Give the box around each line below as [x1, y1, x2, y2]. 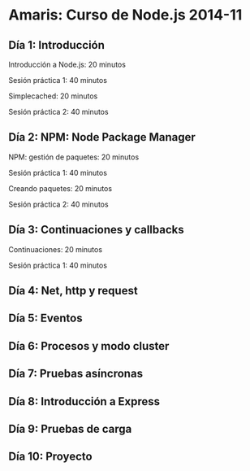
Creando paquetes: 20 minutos [8, 183, 112, 193]
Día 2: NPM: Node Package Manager [8, 130, 196, 144]
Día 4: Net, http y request [8, 284, 138, 298]
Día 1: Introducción [8, 38, 106, 52]
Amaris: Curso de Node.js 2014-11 [8, 6, 243, 24]
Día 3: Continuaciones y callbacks [8, 223, 184, 237]
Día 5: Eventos [8, 312, 83, 325]
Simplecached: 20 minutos [8, 91, 98, 101]
